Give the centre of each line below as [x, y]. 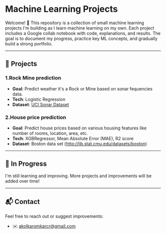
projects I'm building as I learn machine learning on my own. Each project [80, 28]
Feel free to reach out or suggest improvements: [54, 216]
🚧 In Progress [26, 164]
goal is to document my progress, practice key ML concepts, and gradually [81, 39]
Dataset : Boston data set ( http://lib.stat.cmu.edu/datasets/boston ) [80, 144]
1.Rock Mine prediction [33, 78]
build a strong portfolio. [29, 43]
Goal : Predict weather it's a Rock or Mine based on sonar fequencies [82, 89]
